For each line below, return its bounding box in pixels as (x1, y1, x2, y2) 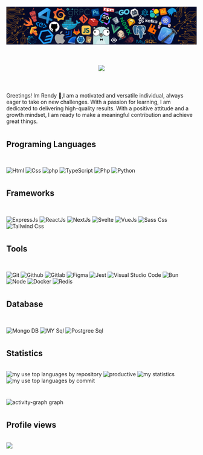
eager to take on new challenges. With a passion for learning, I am (6, 98, 171, 106)
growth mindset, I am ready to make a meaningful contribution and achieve (6, 111, 193, 119)
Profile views (6, 419, 57, 430)
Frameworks (6, 188, 55, 199)
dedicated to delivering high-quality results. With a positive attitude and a (6, 105, 189, 112)
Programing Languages (6, 139, 97, 149)
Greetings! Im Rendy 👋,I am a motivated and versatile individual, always (6, 92, 184, 99)
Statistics (6, 348, 43, 358)
